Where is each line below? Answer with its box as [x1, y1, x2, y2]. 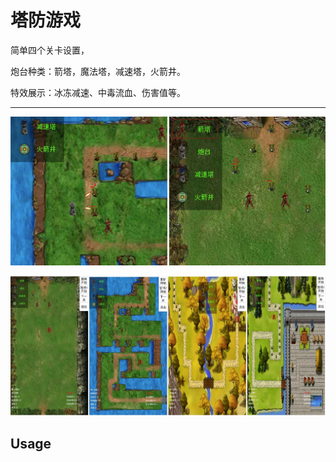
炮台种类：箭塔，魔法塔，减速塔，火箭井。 [10, 65, 186, 77]
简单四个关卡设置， [10, 44, 90, 56]
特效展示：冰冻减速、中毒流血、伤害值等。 [10, 86, 186, 98]
